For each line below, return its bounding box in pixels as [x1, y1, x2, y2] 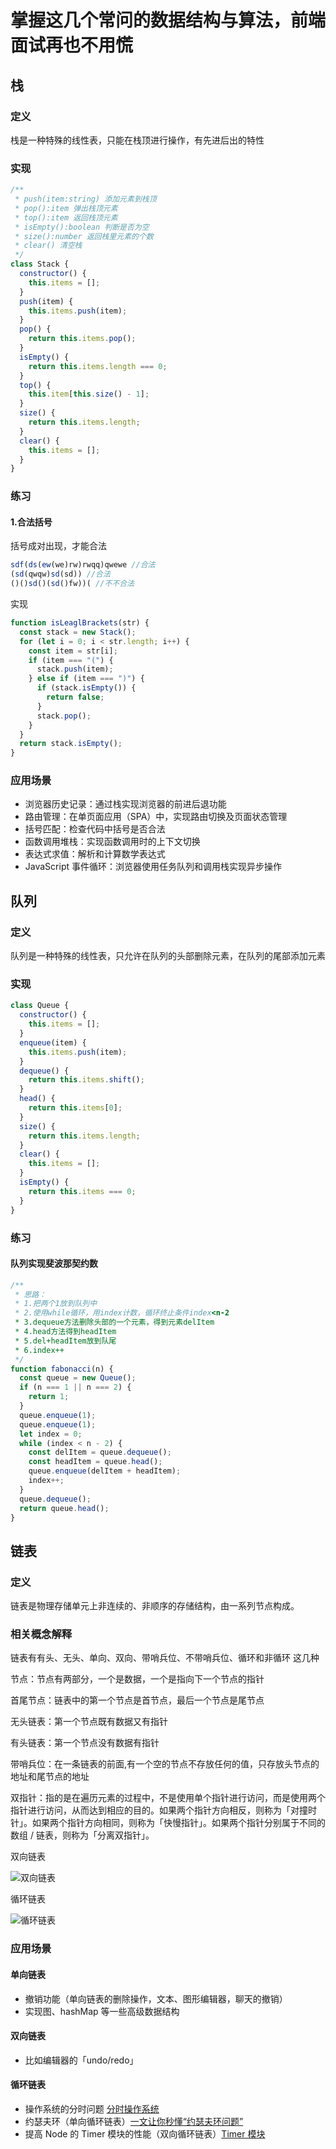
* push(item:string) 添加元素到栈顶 [14, 194, 157, 205]
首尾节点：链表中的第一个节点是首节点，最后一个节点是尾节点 [10, 1694, 265, 1706]
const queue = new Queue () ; [19, 1373, 137, 1383]
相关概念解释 [10, 1627, 73, 1641]
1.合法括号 [10, 516, 53, 528]
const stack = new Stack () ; [19, 627, 137, 637]
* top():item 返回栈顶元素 [14, 212, 118, 223]
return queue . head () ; [19, 1503, 110, 1513]
